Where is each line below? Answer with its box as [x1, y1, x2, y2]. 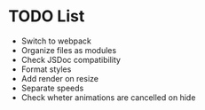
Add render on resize [20, 73, 99, 83]
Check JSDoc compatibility [20, 54, 122, 65]
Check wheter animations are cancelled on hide [20, 91, 196, 103]
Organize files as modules [20, 44, 117, 55]
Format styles [20, 64, 72, 75]
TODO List [8, 6, 85, 27]
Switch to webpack [20, 35, 92, 46]
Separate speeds [20, 82, 84, 93]
